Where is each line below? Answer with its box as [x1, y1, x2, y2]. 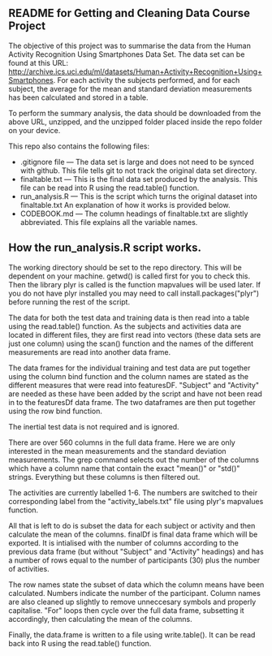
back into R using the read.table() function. [8, 638, 152, 648]
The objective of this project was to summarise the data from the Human [8, 41, 252, 50]
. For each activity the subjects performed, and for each [53, 75, 240, 84]
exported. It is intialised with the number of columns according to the [8, 537, 240, 547]
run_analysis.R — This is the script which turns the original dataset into [19, 191, 257, 201]
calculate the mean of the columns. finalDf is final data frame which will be [8, 529, 258, 539]
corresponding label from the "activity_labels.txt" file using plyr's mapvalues [8, 496, 264, 506]
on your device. [8, 125, 61, 135]
